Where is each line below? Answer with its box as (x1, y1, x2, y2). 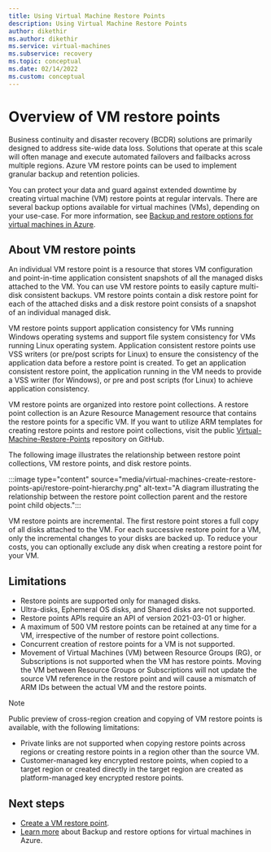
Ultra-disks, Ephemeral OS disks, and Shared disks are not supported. (20, 605, 256, 614)
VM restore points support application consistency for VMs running (8, 323, 234, 334)
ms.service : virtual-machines (8, 42, 111, 50)
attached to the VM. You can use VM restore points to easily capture (8, 282, 238, 291)
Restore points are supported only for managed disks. (20, 596, 201, 606)
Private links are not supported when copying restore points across (20, 738, 246, 749)
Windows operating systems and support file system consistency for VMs (8, 332, 256, 342)
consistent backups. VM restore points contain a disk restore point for (24, 291, 259, 300)
